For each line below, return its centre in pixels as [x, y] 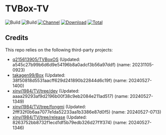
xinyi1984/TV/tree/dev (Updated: [46, 91]
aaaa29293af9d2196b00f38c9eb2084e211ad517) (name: [70, 96]
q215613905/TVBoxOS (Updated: [46, 59]
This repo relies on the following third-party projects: [59, 49]
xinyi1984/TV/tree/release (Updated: [50, 117]
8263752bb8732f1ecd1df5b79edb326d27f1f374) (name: [70, 122]
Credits [17, 38]
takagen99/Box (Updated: [39, 75]
